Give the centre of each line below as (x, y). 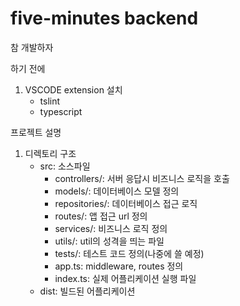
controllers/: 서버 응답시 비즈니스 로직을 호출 (142, 178)
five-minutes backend (104, 18)
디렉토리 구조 (50, 153)
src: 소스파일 (65, 166)
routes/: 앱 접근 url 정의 (101, 216)
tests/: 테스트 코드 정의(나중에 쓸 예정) (129, 253)
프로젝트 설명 (36, 132)
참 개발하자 (32, 47)
